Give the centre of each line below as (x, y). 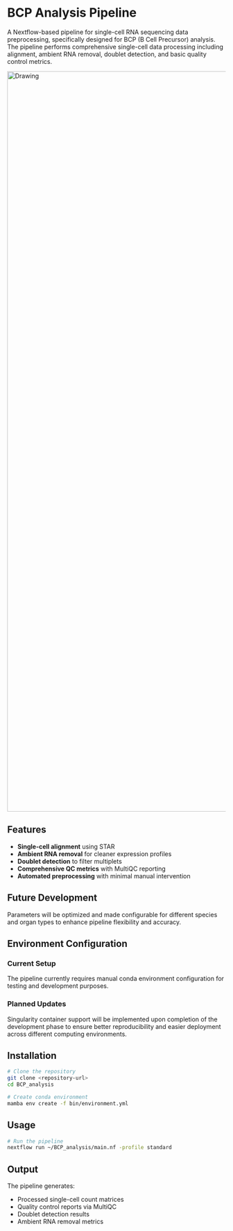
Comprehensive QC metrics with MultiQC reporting (92, 869)
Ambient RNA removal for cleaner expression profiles (94, 854)
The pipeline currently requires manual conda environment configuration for (115, 979)
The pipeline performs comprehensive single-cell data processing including (115, 47)
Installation (32, 1056)
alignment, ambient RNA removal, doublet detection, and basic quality (107, 54)
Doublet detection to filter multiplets (70, 861)
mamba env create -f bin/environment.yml (68, 1103)
